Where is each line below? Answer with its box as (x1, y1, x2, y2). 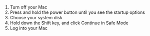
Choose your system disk (9, 15, 62, 20)
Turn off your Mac (9, 4, 47, 10)
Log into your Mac (9, 25, 48, 31)
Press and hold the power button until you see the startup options (9, 9, 145, 15)
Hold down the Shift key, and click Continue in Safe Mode (9, 20, 128, 26)
